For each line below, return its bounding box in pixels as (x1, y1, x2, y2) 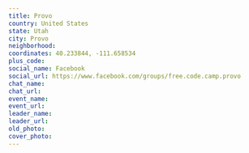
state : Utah (8, 27, 49, 35)
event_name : (8, 95, 49, 103)
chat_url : (8, 87, 42, 96)
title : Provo (8, 11, 53, 20)
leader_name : (8, 110, 53, 118)
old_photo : (8, 125, 45, 133)
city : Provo (8, 34, 49, 43)
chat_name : (8, 79, 45, 87)
